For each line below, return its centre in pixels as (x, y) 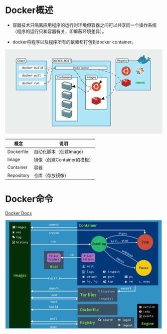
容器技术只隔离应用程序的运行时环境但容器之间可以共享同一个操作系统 (84, 25)
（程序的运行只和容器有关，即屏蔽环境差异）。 (59, 31)
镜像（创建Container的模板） (64, 159)
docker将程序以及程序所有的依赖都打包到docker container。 (74, 42)
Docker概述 (29, 10)
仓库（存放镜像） (51, 175)
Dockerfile (18, 151)
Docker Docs (19, 213)
